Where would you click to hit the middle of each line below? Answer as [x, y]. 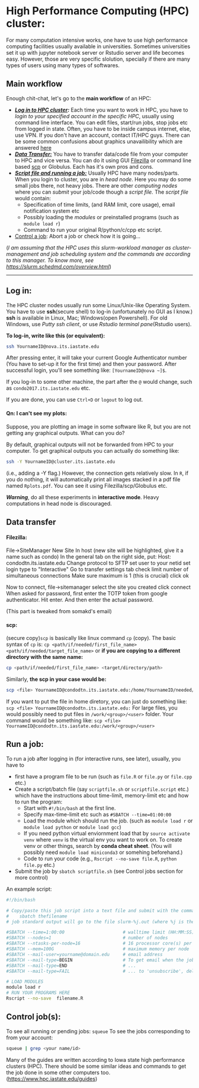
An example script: [29, 889]
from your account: [30, 1037]
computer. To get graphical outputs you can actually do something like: [93, 450]
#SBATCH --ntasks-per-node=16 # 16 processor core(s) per [99, 944]
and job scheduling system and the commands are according [115, 254]
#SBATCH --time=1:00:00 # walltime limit [86, 932]
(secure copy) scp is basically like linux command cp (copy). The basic [91, 638]
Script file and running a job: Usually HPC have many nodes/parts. [97, 173]
